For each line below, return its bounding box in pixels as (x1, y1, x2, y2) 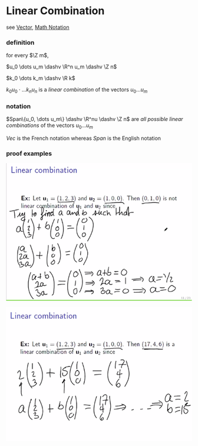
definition (6, 38, 35, 47)
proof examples (6, 149, 52, 158)
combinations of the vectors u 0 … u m (6, 122, 93, 130)
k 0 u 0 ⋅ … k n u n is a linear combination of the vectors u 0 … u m (6, 86, 148, 95)
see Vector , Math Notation (6, 24, 70, 31)
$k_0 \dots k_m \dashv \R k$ (6, 75, 75, 82)
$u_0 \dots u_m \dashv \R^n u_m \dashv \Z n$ (6, 63, 117, 70)
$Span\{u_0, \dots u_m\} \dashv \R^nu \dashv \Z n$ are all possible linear (6, 116, 184, 123)
